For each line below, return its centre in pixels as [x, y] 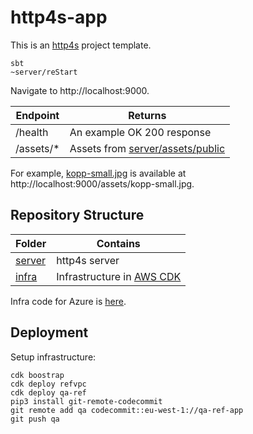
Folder [31, 243]
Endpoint [37, 115]
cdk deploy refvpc [48, 384]
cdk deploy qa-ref [48, 392]
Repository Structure [77, 215]
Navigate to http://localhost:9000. [80, 90]
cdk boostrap [37, 375]
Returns [147, 115]
